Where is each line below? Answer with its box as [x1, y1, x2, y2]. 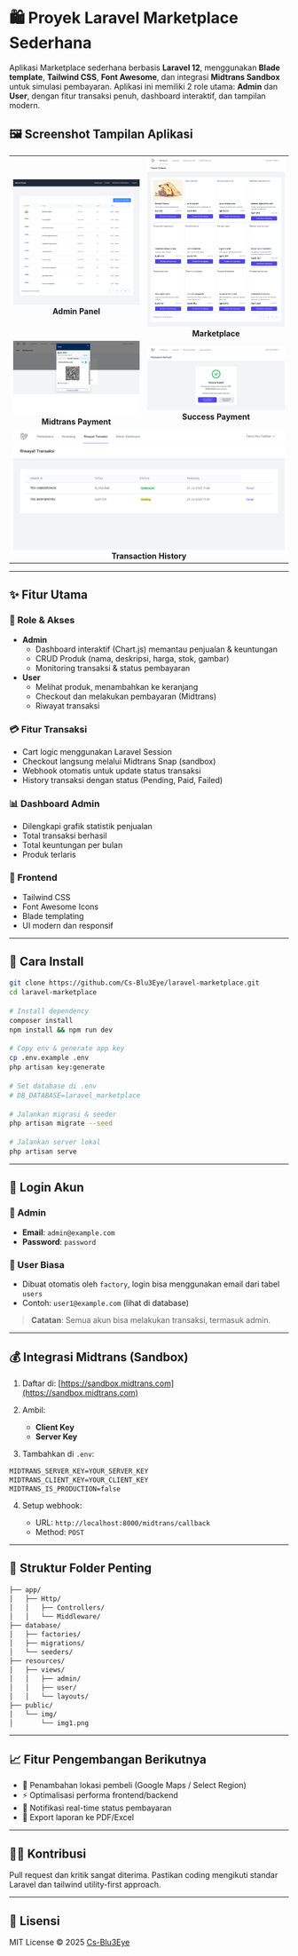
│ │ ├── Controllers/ [9, 1603, 105, 1612]
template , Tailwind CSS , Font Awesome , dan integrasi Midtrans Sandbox [9, 71, 281, 82]
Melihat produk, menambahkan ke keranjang [35, 681, 199, 692]
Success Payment [181, 411, 251, 423]
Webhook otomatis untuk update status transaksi [21, 765, 201, 776]
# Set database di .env [9, 1081, 98, 1090]
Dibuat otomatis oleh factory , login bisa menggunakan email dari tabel [21, 1279, 280, 1289]
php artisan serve [9, 1147, 77, 1156]
